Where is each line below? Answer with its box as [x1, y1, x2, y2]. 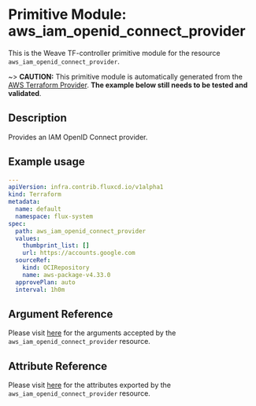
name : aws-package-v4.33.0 [22, 271, 111, 279]
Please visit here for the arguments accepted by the [8, 328, 176, 338]
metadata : [8, 198, 41, 206]
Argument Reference [8, 307, 113, 320]
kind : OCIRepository [22, 264, 90, 272]
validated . [8, 88, 42, 98]
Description [8, 112, 67, 125]
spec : [8, 220, 26, 227]
